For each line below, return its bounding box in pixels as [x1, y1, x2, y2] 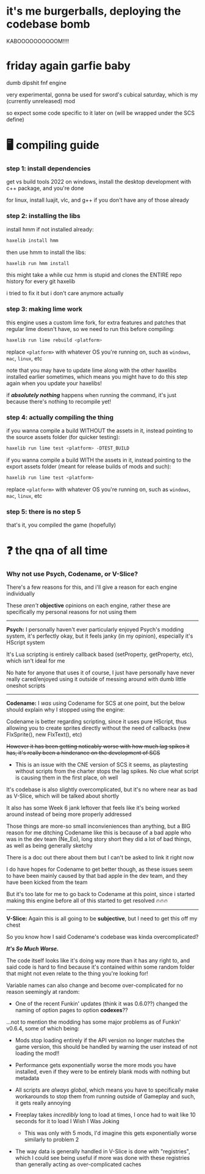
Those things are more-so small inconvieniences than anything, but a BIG [6, 823, 191, 830]
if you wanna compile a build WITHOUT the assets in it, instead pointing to [6, 426, 193, 434]
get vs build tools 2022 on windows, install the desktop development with [6, 178, 192, 186]
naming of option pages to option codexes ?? [15, 1007, 128, 1014]
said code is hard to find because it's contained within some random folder [6, 963, 195, 971]
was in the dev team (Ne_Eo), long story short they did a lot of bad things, [6, 836, 192, 843]
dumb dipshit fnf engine [6, 79, 67, 86]
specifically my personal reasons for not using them [6, 608, 137, 616]
